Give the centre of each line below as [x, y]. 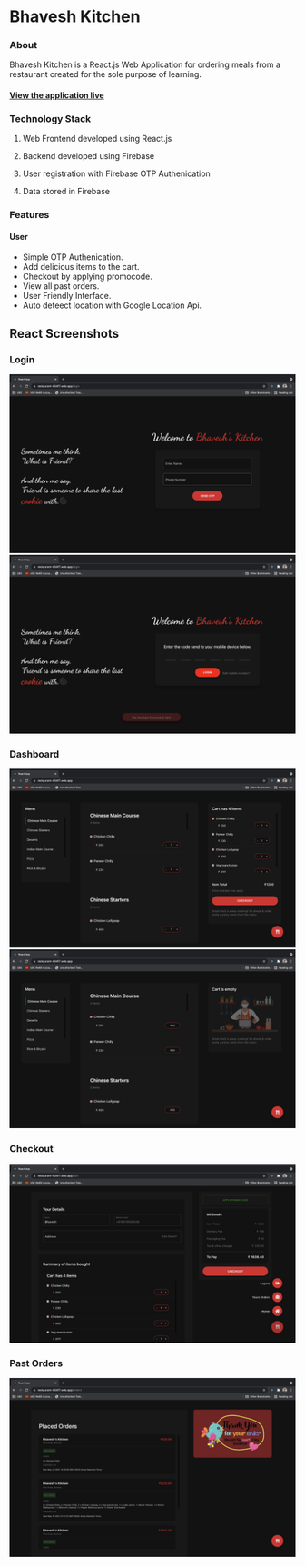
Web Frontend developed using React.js [97, 139]
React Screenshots [64, 333]
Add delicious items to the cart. [81, 266]
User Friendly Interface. [67, 295]
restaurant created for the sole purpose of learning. [106, 74]
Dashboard [34, 754]
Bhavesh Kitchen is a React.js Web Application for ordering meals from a [145, 64]
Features [30, 215]
